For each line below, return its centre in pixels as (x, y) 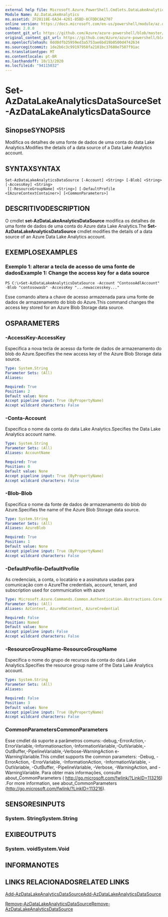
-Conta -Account (26, 418)
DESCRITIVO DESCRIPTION (47, 209)
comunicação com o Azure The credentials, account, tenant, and (71, 585)
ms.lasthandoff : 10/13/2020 (34, 61)
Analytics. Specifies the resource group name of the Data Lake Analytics (79, 665)
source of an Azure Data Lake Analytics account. (55, 236)
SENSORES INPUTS (35, 804)
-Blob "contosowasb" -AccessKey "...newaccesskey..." (62, 288)
